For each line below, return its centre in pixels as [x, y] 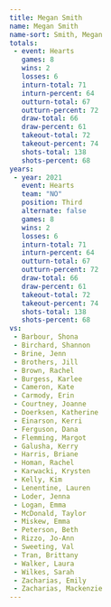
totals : [24, 43]
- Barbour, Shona [46, 337]
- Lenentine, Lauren [52, 488]
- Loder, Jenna [42, 496]
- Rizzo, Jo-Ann [44, 538]
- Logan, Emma [40, 505]
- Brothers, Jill [46, 362]
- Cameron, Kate [44, 388]
